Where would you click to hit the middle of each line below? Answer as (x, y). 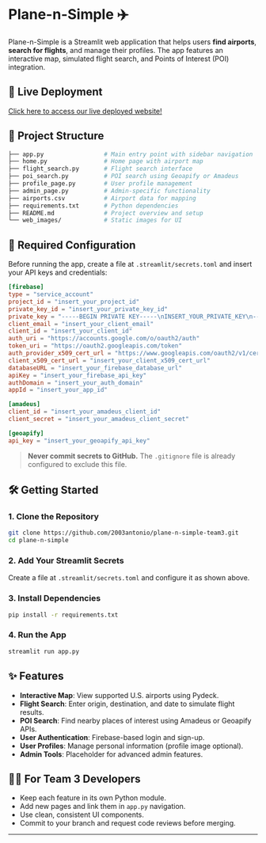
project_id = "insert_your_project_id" (74, 302)
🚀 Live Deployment (55, 92)
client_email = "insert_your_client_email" (81, 324)
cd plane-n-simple (38, 541)
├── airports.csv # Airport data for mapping (102, 198)
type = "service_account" (51, 294)
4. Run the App (38, 635)
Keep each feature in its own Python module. (93, 798)
